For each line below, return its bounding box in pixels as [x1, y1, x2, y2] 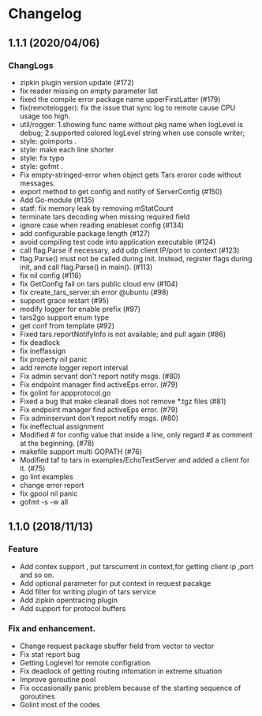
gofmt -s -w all [19, 497, 69, 506]
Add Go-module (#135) [19, 195, 95, 204]
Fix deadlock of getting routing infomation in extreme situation [19, 666, 223, 676]
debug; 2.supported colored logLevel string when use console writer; [19, 128, 245, 137]
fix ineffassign [19, 346, 66, 355]
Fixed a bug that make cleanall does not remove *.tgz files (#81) [19, 396, 226, 406]
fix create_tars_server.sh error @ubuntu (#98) [19, 287, 169, 297]
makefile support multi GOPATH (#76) [19, 447, 143, 456]
